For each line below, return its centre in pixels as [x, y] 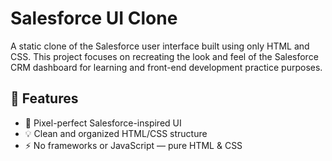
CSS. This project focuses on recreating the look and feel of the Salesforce [164, 56]
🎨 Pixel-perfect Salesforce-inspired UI [103, 123]
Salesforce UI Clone [94, 18]
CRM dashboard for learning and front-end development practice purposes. [166, 67]
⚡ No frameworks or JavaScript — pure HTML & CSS [133, 145]
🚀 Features [44, 98]
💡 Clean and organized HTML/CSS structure [116, 133]
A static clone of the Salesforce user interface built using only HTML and [160, 46]
